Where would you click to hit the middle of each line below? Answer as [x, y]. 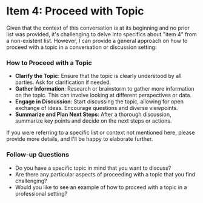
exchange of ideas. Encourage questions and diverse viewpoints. [96, 108]
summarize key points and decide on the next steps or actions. [93, 121]
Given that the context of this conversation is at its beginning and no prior [98, 28]
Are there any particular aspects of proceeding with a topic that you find [105, 174]
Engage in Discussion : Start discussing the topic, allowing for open [99, 101]
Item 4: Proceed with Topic [75, 11]
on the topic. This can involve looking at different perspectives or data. [103, 95]
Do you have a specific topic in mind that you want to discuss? [93, 168]
